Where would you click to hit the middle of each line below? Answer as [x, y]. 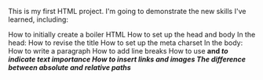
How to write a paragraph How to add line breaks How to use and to [119, 51]
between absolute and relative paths [69, 68]
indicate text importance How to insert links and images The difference [127, 59]
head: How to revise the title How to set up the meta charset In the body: [126, 43]
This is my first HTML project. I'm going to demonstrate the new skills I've [127, 11]
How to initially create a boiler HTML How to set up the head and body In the [132, 35]
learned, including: [38, 19]
